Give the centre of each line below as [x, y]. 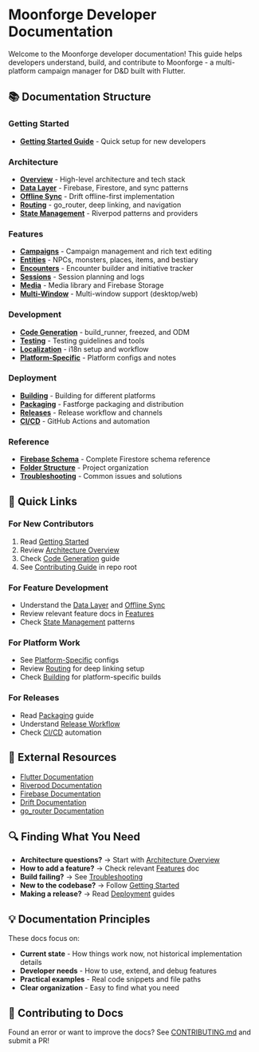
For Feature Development [59, 588]
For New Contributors [51, 524]
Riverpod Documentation [61, 785]
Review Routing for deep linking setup [82, 668]
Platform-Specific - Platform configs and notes [98, 357]
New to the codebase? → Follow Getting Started [100, 886]
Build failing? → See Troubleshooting [81, 877]
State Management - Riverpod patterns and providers [109, 213]
